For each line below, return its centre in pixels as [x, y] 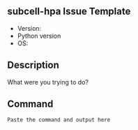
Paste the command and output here [59, 120]
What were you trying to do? [48, 82]
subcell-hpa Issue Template [69, 12]
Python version [39, 36]
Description [33, 65]
